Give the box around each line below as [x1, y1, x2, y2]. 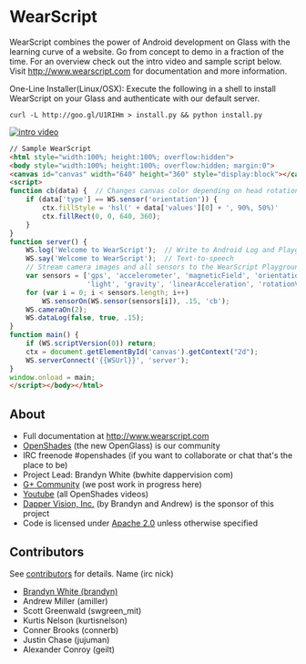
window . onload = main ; [9, 373, 96, 382]
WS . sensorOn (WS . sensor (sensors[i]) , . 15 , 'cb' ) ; [42, 296, 230, 306]
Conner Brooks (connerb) [22, 624, 119, 635]
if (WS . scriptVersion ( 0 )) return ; [25, 339, 157, 348]
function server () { [9, 237, 88, 247]
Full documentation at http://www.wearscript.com [22, 431, 209, 442]
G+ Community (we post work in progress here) [22, 479, 202, 490]
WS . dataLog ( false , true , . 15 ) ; [25, 313, 145, 322]
